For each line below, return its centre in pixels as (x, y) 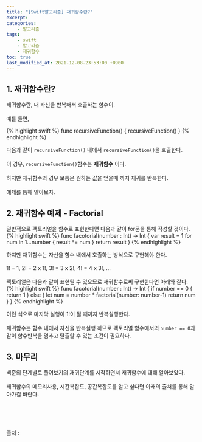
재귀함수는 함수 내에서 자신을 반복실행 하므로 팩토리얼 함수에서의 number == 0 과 (101, 328)
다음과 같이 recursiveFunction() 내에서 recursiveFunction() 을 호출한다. (95, 150)
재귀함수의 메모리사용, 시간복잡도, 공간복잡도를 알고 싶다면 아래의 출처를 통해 (97, 386)
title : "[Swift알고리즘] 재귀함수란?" (50, 12)
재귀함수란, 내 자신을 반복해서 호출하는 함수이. (61, 105)
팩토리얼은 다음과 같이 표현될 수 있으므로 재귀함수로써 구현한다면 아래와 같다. (97, 282)
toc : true (19, 57)
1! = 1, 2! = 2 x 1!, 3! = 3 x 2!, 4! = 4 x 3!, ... (58, 268)
